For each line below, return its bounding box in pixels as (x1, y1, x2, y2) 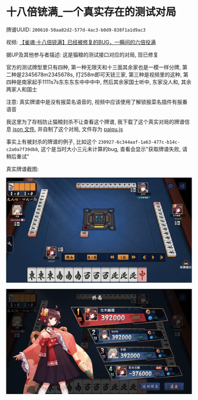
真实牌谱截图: (6, 165, 39, 172)
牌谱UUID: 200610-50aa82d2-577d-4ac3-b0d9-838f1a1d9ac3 (6, 26, 146, 33)
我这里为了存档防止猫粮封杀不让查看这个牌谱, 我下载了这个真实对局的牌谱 (6, 118, 184, 125)
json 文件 (12, 125, 35, 133)
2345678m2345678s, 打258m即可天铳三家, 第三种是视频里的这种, (21, 71, 182, 78)
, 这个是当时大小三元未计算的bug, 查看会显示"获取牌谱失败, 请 (37, 145, 187, 152)
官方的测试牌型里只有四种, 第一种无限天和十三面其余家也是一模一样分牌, (6, 63, 181, 71)
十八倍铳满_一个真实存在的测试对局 (6, 5, 177, 19)
